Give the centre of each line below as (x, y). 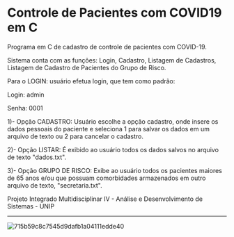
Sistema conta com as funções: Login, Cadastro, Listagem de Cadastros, (112, 60)
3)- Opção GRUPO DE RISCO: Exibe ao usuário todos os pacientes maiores (115, 170)
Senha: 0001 (25, 108)
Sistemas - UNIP (31, 206)
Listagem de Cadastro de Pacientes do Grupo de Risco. (87, 67)
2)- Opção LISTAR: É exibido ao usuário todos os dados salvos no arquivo (113, 149)
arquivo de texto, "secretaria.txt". (55, 185)
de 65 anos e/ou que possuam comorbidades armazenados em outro (107, 178)
